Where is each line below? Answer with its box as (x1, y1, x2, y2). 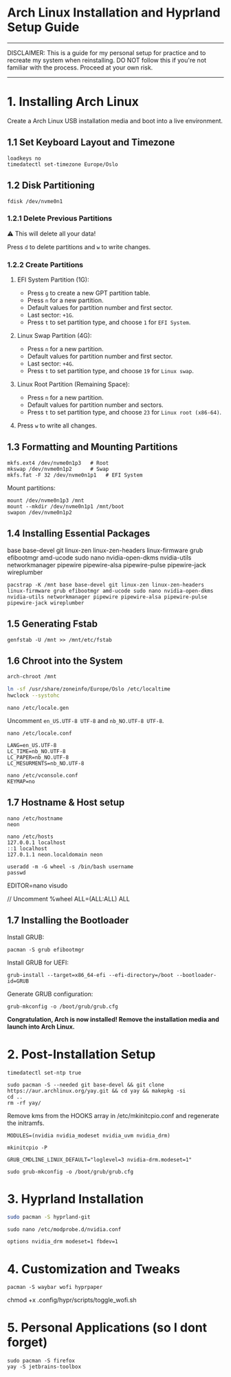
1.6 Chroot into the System (7, 655, 123, 666)
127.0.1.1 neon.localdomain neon (7, 851, 103, 858)
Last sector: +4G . (27, 359, 74, 368)
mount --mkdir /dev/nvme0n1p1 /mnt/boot (7, 503, 125, 510)
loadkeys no (7, 155, 41, 162)
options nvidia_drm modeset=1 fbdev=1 (7, 1238, 118, 1245)
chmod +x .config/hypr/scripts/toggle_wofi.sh (7, 1296, 137, 1304)
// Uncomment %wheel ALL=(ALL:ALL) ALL (7, 894, 131, 903)
